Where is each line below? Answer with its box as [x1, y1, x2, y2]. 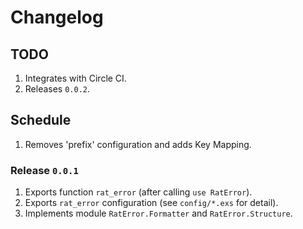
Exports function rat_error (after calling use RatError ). [24, 186, 253, 198]
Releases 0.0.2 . [24, 83, 91, 95]
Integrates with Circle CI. [24, 72, 127, 84]
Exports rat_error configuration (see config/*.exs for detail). [24, 197, 279, 209]
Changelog [10, 6, 104, 29]
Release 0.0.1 [10, 163, 79, 177]
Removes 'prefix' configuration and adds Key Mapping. [24, 138, 252, 150]
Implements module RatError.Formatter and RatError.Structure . [24, 207, 293, 220]
